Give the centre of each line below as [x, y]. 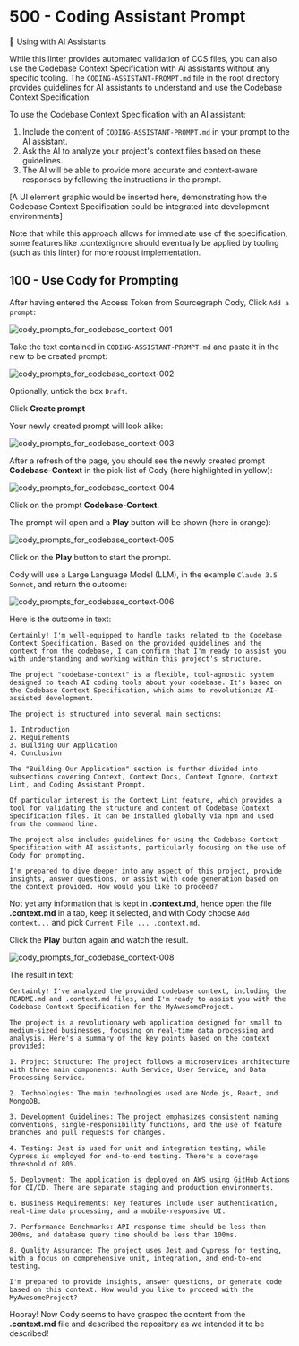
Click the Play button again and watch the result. [99, 939]
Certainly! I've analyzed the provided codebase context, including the [148, 991]
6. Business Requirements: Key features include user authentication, [144, 1203]
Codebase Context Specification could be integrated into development [139, 206]
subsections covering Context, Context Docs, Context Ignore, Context [144, 777]
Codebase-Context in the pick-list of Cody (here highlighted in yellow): [141, 470]
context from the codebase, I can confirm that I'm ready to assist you [148, 651]
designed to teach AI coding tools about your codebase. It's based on [145, 682]
